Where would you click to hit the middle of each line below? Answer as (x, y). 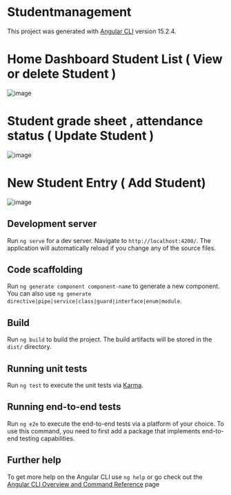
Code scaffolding (45, 270)
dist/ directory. (29, 347)
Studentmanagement (69, 12)
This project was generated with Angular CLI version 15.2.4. (92, 31)
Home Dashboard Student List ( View (115, 59)
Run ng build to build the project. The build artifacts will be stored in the (110, 339)
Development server (52, 224)
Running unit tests (47, 369)
